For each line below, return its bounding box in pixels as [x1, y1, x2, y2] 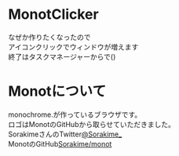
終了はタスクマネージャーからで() [8, 52, 116, 61]
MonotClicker [8, 5, 100, 24]
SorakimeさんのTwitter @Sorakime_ [8, 129, 122, 139]
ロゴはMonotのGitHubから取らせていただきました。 [8, 119, 175, 129]
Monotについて [8, 82, 107, 100]
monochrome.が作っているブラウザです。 [8, 110, 142, 119]
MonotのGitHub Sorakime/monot [8, 139, 112, 148]
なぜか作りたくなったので [8, 32, 91, 42]
